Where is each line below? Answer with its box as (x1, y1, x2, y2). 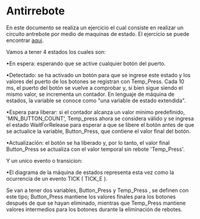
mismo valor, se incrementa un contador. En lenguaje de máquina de (6, 90, 175, 98)
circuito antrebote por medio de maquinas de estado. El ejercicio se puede (6, 30, 190, 37)
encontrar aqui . (6, 36, 44, 44)
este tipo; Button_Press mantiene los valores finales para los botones (6, 193, 176, 200)
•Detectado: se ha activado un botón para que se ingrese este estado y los (6, 71, 191, 78)
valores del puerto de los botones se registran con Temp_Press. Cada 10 (6, 78, 184, 85)
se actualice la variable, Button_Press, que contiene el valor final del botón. (6, 127, 191, 135)
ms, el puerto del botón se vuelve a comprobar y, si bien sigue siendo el (6, 84, 183, 91)
